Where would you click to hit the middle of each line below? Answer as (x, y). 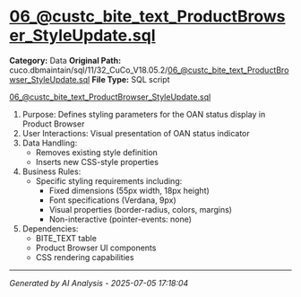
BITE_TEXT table (66, 238)
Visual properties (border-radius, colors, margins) (141, 209)
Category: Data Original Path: (65, 60)
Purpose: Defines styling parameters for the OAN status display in (144, 114)
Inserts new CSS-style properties (97, 162)
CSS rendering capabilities (85, 257)
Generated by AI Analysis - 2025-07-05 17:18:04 (99, 283)
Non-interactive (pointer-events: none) (120, 219)
